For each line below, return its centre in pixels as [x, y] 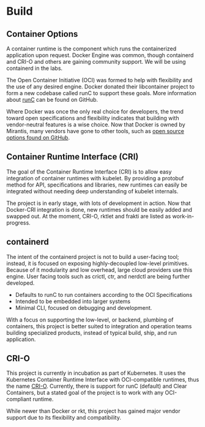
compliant [19, 399]
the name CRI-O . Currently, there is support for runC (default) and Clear [97, 386]
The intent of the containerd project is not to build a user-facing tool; [93, 256]
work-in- [183, 216]
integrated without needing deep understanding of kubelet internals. [92, 191]
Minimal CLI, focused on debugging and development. [84, 307]
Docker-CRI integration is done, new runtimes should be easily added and [99, 209]
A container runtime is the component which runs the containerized [91, 48]
